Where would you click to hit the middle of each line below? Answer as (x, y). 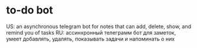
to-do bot (29, 10)
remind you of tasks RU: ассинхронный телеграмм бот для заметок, (91, 32)
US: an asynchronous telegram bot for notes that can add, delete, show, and (99, 26)
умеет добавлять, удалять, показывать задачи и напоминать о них (91, 39)
